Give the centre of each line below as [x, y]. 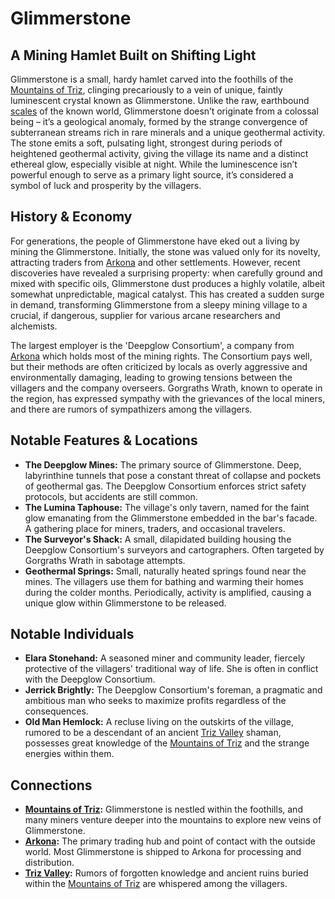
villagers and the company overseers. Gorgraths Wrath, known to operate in [166, 388]
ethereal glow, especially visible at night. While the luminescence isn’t [154, 164]
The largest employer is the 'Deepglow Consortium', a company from [152, 345]
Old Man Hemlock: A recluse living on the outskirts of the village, [159, 722]
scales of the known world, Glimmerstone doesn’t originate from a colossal [164, 111]
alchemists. [34, 326]
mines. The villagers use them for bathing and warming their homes [164, 581]
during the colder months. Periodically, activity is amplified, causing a [168, 592]
